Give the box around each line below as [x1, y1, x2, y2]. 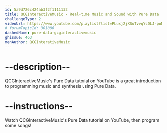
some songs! [5, 122, 32, 128]
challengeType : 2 [5, 16, 41, 21]
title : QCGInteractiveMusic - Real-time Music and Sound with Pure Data [5, 12, 159, 17]
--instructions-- [5, 100, 73, 112]
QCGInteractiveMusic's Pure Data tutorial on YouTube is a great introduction [5, 78, 161, 84]
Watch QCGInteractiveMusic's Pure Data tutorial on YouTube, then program [5, 117, 160, 123]
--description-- [5, 61, 71, 72]
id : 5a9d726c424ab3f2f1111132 [5, 7, 68, 12]
